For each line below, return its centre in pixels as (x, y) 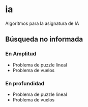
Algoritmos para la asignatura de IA (42, 23)
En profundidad (25, 83)
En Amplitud (21, 54)
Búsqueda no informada (44, 39)
